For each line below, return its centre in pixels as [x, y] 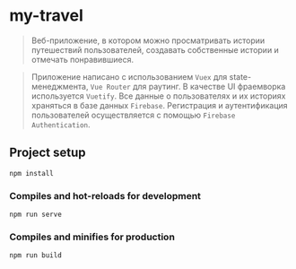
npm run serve [36, 215]
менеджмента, [60, 86]
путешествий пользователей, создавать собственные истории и [155, 49]
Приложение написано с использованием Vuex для [129, 76]
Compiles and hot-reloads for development [105, 195]
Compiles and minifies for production [92, 237]
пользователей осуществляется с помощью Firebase [133, 115]
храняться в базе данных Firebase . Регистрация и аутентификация [160, 105]
